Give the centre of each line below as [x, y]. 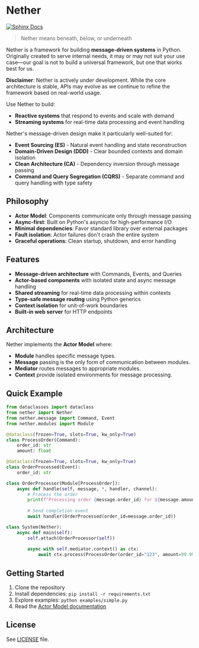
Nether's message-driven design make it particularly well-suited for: [89, 133]
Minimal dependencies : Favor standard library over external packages [101, 228]
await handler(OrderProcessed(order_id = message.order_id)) [102, 516]
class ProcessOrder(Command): [44, 440]
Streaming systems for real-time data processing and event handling [99, 122]
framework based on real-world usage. [54, 92]
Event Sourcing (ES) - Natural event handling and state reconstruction [101, 145]
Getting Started [35, 573]
